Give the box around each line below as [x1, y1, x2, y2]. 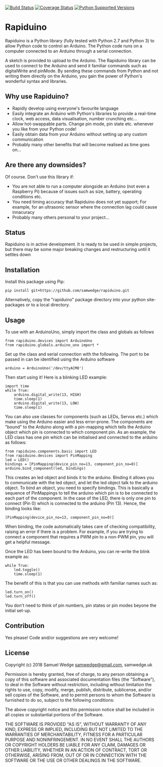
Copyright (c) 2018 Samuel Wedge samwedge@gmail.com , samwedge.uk [5, 662, 152, 668]
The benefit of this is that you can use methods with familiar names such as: [5, 580, 158, 586]
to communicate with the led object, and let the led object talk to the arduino [5, 480, 158, 485]
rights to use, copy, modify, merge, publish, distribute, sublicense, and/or [5, 687, 152, 692]
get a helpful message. [5, 539, 51, 545]
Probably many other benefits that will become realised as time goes [12, 141, 150, 147]
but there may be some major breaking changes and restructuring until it [5, 247, 150, 252]
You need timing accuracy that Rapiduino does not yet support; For [12, 199, 147, 205]
